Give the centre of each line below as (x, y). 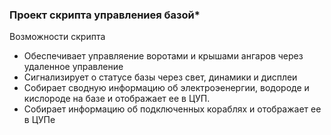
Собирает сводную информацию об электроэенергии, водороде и (166, 88)
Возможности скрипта (57, 37)
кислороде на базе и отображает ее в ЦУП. (117, 99)
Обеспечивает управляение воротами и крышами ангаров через (163, 56)
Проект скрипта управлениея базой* (105, 15)
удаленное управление (73, 67)
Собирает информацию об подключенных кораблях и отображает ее (172, 109)
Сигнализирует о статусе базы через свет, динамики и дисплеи (160, 77)
